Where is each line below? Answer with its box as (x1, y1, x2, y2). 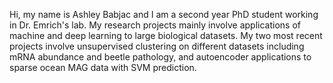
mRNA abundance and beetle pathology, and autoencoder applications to (9, 51, 312, 63)
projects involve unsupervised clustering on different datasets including (9, 40, 305, 52)
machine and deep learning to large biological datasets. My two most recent (9, 30, 323, 41)
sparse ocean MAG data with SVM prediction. (9, 62, 197, 73)
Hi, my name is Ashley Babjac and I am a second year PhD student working (9, 9, 319, 20)
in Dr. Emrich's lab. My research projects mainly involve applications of (9, 19, 301, 31)
